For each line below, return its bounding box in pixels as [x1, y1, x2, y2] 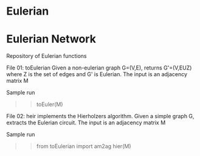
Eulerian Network [6, 32, 96, 46]
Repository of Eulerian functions [6, 52, 87, 60]
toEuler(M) [36, 101, 63, 108]
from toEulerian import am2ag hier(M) [36, 143, 131, 150]
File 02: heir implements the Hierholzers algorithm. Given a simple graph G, [6, 113, 195, 120]
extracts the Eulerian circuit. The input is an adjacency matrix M [6, 119, 166, 126]
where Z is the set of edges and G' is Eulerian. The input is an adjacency [6, 71, 187, 78]
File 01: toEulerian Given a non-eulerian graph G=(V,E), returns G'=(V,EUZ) [6, 64, 192, 71]
